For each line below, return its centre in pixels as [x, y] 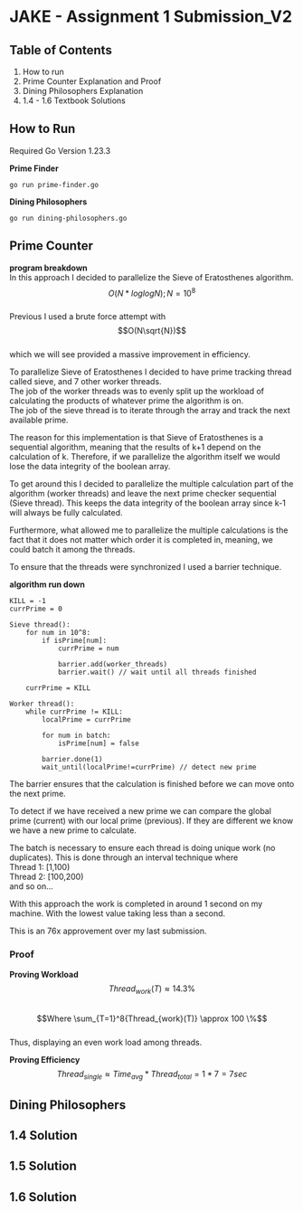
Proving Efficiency [45, 1060]
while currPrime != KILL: [75, 712]
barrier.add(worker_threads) [113, 665]
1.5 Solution [43, 1166]
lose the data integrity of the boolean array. [90, 467]
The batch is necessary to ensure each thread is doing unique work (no [142, 848]
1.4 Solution [43, 1135]
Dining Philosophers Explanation [83, 91]
